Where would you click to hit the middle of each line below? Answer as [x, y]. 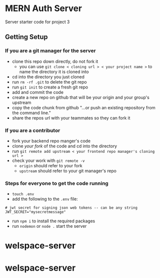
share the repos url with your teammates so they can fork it [71, 118]
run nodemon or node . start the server [49, 226]
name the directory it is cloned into [54, 72]
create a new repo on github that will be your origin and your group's [80, 97]
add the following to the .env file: [45, 199]
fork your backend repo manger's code [51, 141]
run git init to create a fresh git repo [50, 87]
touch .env [23, 194]
